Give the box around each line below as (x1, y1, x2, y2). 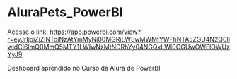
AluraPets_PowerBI (7, 4, 123, 20)
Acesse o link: (7, 28, 48, 36)
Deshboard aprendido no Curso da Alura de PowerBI (7, 63, 161, 72)
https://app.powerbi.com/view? (49, 28, 141, 36)
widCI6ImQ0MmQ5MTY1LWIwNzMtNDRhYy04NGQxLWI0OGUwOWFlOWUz (7, 42, 230, 51)
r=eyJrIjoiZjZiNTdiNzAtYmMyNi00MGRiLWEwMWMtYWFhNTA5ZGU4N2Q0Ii (7, 35, 231, 43)
